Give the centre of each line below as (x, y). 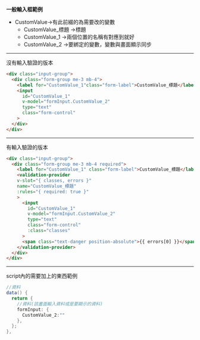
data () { (17, 293)
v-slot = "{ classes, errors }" (54, 181)
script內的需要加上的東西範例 (42, 276)
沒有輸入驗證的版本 (30, 63)
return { (22, 298)
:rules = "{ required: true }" (53, 191)
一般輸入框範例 (24, 9)
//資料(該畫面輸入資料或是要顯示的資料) (60, 304)
